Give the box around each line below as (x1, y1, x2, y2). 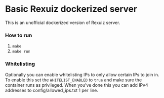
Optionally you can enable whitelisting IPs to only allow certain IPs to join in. (5, 72, 160, 77)
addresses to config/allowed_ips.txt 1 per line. (5, 87, 98, 93)
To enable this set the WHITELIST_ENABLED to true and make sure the (5, 77, 142, 83)
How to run (5, 32, 32, 39)
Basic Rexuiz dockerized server (5, 3, 137, 15)
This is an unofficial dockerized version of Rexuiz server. (5, 20, 120, 25)
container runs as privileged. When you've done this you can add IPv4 (5, 82, 148, 88)
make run (12, 49, 31, 54)
